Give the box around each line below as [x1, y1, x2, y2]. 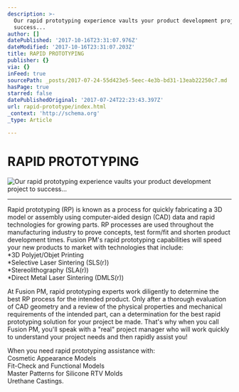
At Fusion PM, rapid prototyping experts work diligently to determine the [7, 287, 219, 296]
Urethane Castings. [7, 376, 64, 385]
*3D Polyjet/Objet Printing [7, 250, 84, 259]
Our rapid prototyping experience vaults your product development [14, 17, 218, 24]
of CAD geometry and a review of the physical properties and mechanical [7, 302, 223, 311]
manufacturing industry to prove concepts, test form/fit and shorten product [7, 227, 231, 236]
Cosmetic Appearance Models [7, 354, 97, 362]
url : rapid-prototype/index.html [7, 103, 107, 110]
